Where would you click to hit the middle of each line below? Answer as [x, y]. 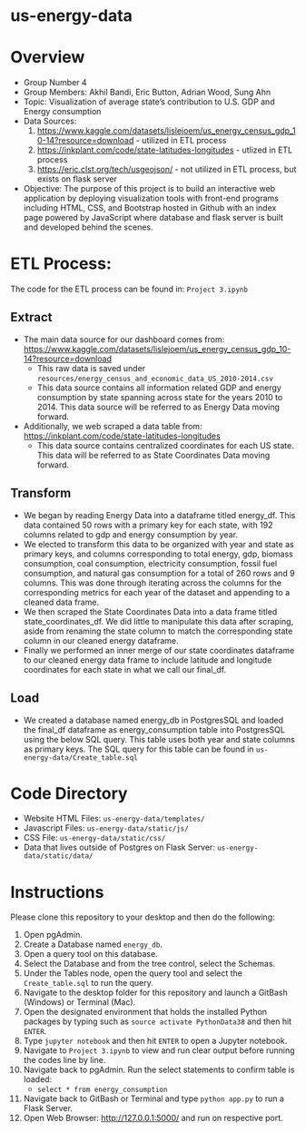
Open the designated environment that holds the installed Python [145, 1012]
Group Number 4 [55, 83]
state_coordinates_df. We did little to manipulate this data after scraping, [158, 621]
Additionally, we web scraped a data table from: [113, 426]
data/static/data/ [58, 856]
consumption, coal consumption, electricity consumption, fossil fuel [150, 563]
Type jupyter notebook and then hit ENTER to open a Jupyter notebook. [155, 1041]
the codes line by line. [64, 1060]
